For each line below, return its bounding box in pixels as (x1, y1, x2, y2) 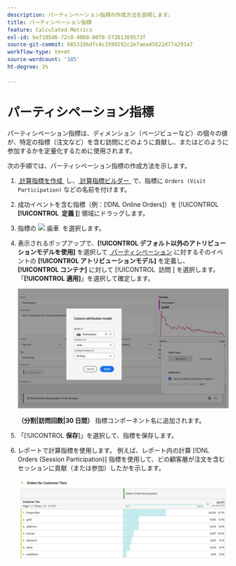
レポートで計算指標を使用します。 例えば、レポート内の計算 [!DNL (17, 446, 209, 454)
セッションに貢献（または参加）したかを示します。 (17, 463, 165, 472)
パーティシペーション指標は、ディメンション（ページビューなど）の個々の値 (7, 129, 228, 137)
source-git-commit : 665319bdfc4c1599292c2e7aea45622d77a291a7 (7, 41, 193, 49)
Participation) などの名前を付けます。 (17, 185, 131, 194)
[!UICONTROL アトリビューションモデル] (37, 256, 157, 265)
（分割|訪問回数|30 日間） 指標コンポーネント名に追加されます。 (17, 416, 206, 424)
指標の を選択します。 (17, 224, 105, 232)
